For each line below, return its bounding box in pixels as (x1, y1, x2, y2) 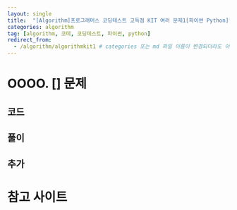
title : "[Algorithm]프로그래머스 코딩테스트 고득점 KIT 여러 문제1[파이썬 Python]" (7, 17, 232, 24)
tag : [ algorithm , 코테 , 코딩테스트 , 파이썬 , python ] (7, 30, 151, 37)
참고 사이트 (7, 189, 68, 205)
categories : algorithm (7, 23, 74, 30)
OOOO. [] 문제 (7, 75, 87, 92)
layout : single (7, 10, 52, 18)
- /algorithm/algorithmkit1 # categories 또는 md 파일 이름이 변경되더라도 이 (13, 43, 230, 50)
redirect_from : (7, 37, 52, 44)
